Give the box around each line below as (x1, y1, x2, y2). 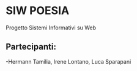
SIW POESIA (6, 4, 70, 18)
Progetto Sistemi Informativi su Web (6, 24, 96, 31)
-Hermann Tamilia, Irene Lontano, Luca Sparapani (6, 58, 131, 65)
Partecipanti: (6, 42, 56, 52)
